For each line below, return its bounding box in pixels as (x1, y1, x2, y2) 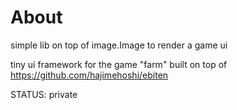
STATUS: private (10, 88, 78, 100)
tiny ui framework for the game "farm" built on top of (10, 58, 228, 70)
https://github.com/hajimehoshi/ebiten (10, 69, 169, 81)
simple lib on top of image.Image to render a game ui (10, 39, 228, 51)
